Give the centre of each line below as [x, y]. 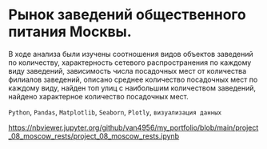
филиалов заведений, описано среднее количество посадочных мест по [133, 79]
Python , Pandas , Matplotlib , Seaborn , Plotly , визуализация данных [115, 112]
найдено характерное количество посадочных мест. [99, 96]
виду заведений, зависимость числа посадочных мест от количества [128, 70]
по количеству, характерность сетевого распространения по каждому [130, 62]
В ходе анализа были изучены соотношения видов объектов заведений [131, 54]
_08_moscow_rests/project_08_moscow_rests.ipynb [94, 136]
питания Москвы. [70, 32]
